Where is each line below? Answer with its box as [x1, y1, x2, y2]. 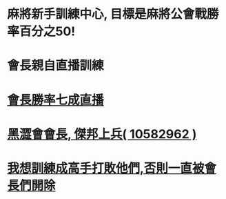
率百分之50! [7, 23, 76, 39]
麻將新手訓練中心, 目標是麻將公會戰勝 [7, 6, 219, 22]
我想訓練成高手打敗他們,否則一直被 [7, 160, 205, 176]
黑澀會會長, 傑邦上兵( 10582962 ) [7, 126, 197, 142]
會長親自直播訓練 [7, 58, 105, 73]
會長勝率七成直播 [7, 92, 105, 108]
